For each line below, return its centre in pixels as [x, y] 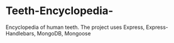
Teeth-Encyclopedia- [59, 11]
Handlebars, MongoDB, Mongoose [48, 33]
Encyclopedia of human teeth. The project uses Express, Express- [87, 27]
